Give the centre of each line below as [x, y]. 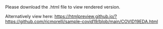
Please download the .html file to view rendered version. [63, 7]
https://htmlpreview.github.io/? [86, 16]
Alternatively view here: [29, 16]
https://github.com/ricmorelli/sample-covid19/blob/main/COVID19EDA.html [81, 22]
